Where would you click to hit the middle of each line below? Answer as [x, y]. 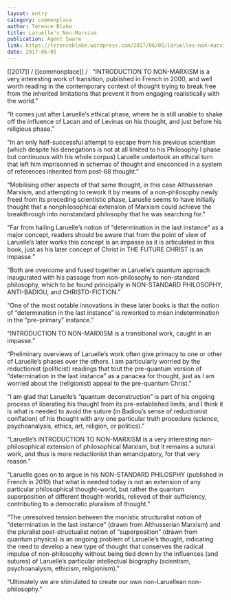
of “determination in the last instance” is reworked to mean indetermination [113, 312]
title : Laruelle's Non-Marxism [52, 33]
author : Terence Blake [40, 26]
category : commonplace [40, 20]
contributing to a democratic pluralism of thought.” [79, 504]
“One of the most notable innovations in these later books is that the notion [113, 305]
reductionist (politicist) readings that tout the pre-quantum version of [104, 369]
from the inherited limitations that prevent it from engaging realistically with [113, 93]
